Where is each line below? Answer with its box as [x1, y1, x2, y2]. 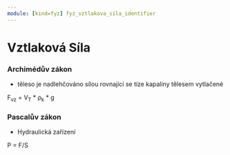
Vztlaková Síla [7, 39, 91, 55]
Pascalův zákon [7, 112, 61, 121]
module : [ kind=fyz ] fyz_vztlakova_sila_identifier [7, 10, 156, 17]
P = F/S [7, 141, 29, 149]
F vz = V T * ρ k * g [7, 94, 55, 103]
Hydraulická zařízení [17, 128, 76, 136]
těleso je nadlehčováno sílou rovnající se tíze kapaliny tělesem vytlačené [17, 80, 224, 88]
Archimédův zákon [7, 64, 73, 74]
